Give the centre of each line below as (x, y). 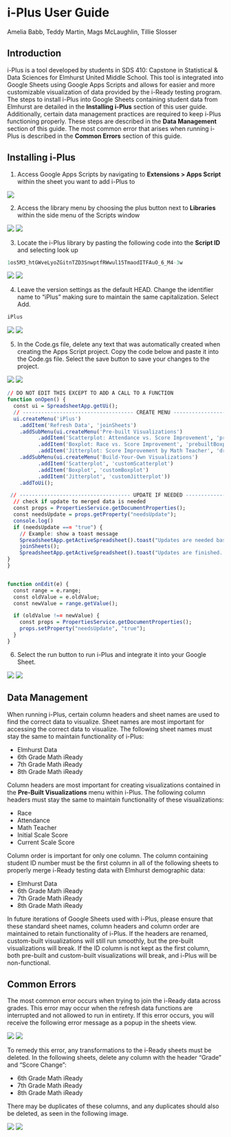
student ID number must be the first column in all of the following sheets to (113, 863)
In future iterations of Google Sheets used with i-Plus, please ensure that (110, 919)
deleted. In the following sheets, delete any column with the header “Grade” (114, 1058)
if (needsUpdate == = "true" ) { (58, 527)
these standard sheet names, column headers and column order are (103, 926)
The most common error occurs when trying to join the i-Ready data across (114, 1001)
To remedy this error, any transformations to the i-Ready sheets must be (109, 1050)
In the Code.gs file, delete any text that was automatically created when (119, 344)
